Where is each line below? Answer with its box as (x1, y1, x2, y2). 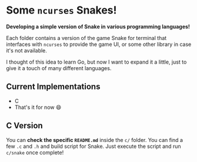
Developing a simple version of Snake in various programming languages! (6, 23, 190, 30)
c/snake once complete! (6, 148, 64, 156)
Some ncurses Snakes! (6, 4, 117, 17)
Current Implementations (6, 82, 101, 92)
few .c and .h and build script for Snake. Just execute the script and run (6, 143, 181, 150)
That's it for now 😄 (14, 104, 62, 111)
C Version (6, 121, 43, 131)
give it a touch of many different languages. (6, 64, 112, 71)
